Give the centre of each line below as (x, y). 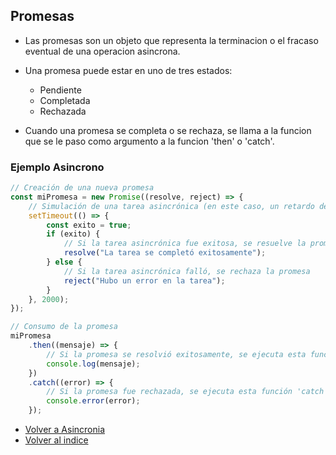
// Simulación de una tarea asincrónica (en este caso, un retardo (171, 206)
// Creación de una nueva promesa (82, 188)
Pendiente (60, 90)
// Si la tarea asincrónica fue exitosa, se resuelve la (185, 244)
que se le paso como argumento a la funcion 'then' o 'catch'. (149, 141)
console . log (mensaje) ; (93, 364)
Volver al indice (56, 440)
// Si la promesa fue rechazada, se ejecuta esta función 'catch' (187, 392)
